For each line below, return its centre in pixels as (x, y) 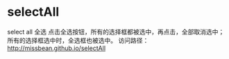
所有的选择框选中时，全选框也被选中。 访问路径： (78, 40)
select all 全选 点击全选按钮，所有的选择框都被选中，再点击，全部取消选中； (116, 32)
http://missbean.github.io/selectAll (57, 48)
